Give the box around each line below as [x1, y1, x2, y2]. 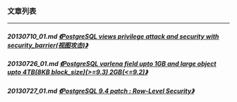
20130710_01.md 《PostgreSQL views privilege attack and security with [7, 32, 219, 40]
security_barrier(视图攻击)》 [7, 41, 88, 49]
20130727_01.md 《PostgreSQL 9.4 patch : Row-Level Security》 [7, 87, 195, 95]
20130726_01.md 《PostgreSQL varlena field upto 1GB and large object [7, 60, 217, 68]
